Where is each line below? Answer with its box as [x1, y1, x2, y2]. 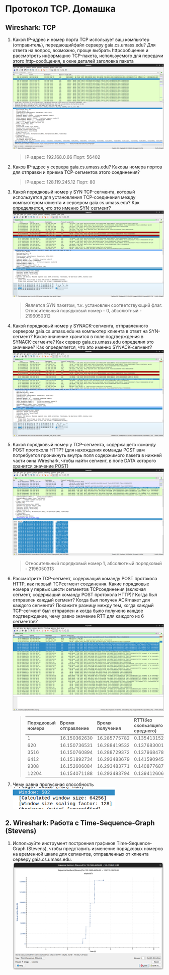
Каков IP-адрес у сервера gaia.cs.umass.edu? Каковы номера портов [12, 164, 162, 170]
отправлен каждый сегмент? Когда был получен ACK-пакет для [12, 597, 150, 603]
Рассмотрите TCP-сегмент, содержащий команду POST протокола [12, 575, 157, 581]
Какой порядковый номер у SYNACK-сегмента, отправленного [12, 322, 148, 329]
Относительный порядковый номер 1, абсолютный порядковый [25, 560, 162, 566]
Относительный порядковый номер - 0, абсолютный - [25, 307, 142, 313]
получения [97, 725, 122, 731]
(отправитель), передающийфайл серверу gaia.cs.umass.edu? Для [12, 42, 156, 48]
